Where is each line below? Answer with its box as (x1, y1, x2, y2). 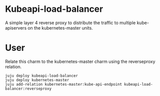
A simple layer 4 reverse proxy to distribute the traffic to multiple (5, 20, 136, 26)
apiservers (5, 25, 27, 31)
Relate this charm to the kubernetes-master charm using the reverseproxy (5, 58, 156, 64)
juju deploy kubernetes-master (5, 77, 69, 82)
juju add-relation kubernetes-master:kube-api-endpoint (5, 82, 122, 87)
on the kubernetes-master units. (28, 25, 93, 31)
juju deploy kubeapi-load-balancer (5, 73, 78, 78)
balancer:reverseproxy (5, 86, 52, 91)
